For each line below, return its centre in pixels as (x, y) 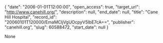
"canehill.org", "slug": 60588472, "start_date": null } (57, 27)
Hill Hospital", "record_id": (31, 17)
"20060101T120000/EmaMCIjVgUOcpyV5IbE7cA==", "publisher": (70, 22)
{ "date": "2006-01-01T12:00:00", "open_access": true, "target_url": (72, 7)
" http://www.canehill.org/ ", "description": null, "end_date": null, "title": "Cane (81, 12)
